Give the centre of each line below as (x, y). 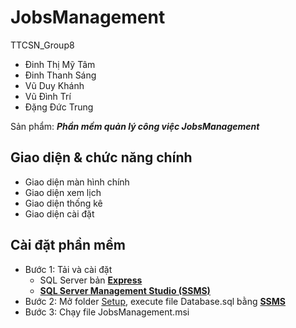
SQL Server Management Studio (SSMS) (125, 290)
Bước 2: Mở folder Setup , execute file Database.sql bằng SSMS (155, 301)
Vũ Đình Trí (48, 96)
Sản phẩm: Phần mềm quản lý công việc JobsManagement (135, 126)
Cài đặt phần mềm (68, 245)
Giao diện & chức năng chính (101, 157)
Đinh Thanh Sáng (60, 75)
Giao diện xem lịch (63, 192)
